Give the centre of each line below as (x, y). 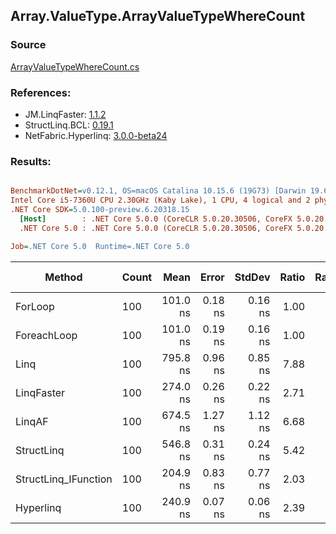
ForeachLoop (46, 335)
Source (28, 45)
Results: (31, 161)
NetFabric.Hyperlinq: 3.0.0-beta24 (96, 135)
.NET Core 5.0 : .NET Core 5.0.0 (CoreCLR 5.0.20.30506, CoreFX (156, 228)
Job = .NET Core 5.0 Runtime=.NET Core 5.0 (100, 246)
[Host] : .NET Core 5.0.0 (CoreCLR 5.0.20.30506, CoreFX (156, 219)
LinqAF (32, 421)
